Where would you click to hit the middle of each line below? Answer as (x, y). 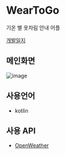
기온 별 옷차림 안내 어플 (33, 27)
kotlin (21, 110)
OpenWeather (32, 145)
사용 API (21, 131)
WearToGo (33, 10)
